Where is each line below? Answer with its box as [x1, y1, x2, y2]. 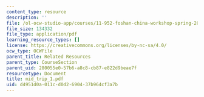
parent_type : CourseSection [6, 59, 78, 65]
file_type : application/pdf [6, 31, 78, 37]
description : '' [6, 14, 47, 20]
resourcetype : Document [6, 70, 67, 77]
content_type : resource [6, 8, 67, 15]
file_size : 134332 [6, 25, 53, 32]
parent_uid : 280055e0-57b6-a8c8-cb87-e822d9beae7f [6, 64, 137, 71]
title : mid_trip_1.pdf [6, 76, 64, 82]
